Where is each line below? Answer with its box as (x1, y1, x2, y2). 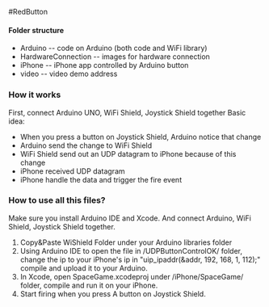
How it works (8, 89, 61, 100)
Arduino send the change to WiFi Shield (19, 141, 153, 150)
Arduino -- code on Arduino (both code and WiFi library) (19, 44, 208, 53)
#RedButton (8, 7, 48, 16)
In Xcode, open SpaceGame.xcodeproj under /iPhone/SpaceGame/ (19, 271, 244, 281)
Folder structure (8, 25, 65, 35)
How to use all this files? (8, 195, 107, 206)
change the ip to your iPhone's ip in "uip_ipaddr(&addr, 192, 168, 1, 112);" (19, 254, 261, 264)
